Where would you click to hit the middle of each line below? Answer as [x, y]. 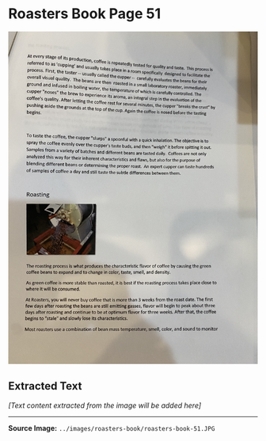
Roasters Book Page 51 [85, 14]
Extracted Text [45, 386]
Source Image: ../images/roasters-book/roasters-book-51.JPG [112, 428]
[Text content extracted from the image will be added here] [105, 405]
